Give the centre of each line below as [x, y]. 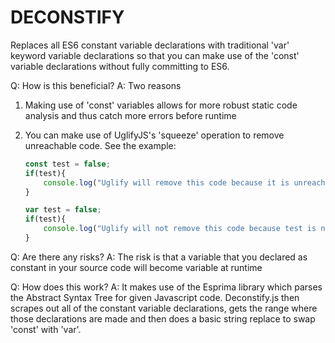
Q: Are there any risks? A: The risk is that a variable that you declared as [159, 257]
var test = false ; [63, 210]
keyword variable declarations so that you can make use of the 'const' [155, 55]
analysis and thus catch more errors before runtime [130, 115]
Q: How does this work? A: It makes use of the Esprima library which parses [166, 287]
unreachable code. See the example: [100, 145]
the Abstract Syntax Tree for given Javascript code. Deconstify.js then [155, 297]
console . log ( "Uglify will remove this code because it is [166, 182]
